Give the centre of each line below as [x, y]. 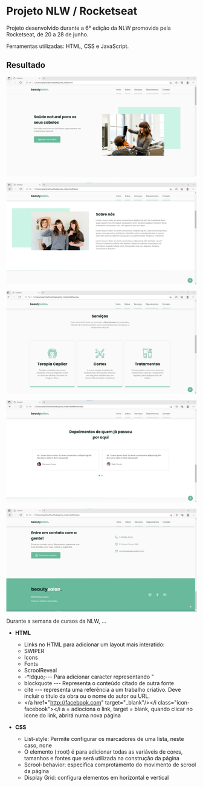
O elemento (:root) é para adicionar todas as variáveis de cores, [103, 752]
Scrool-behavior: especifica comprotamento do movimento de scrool [110, 765]
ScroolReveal [40, 671]
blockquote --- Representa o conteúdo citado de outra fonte [99, 683]
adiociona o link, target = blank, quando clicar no [132, 709]
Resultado [26, 65]
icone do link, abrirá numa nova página [72, 715]
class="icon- [174, 703]
